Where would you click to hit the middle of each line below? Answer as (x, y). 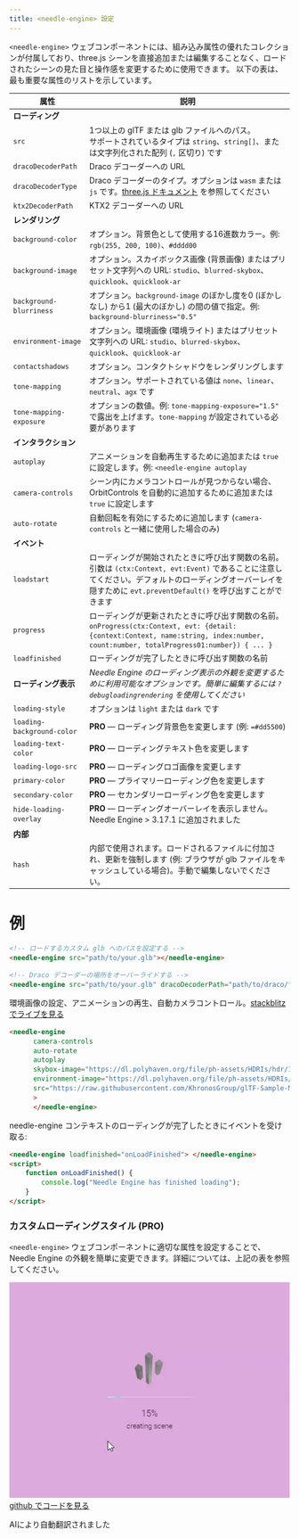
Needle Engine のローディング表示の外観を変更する (183, 672)
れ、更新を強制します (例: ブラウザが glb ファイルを (183, 859)
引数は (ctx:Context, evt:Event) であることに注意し (186, 568)
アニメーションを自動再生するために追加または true (183, 456)
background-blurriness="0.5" (143, 317)
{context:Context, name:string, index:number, (177, 636)
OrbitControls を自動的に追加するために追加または (181, 493)
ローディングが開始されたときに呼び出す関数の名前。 (186, 556)
